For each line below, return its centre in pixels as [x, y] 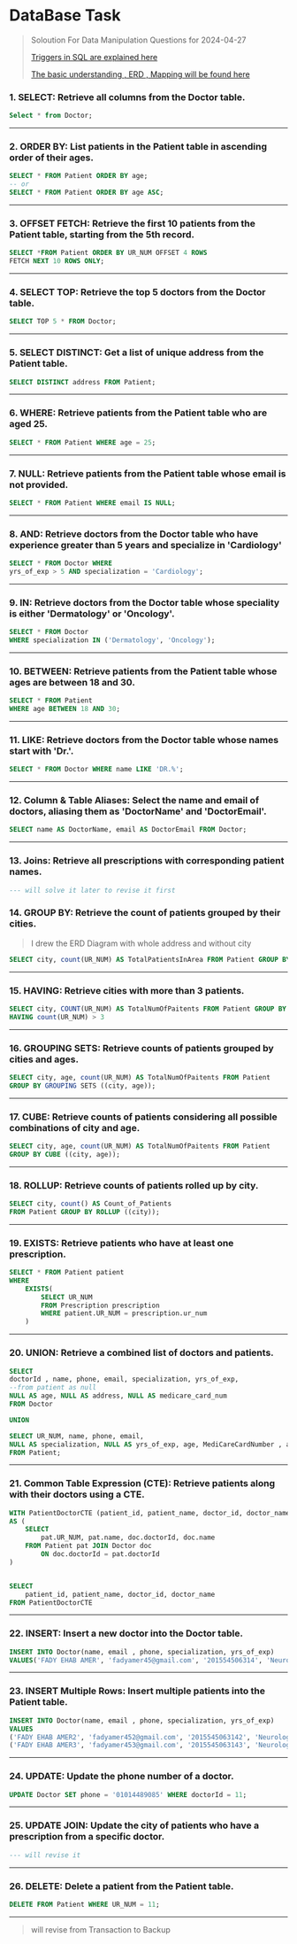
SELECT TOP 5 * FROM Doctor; [63, 321]
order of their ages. [52, 158]
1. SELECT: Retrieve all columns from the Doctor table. [127, 97]
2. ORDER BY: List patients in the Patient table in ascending [138, 147]
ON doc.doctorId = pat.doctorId [101, 1554]
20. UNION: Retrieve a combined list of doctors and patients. [141, 1353]
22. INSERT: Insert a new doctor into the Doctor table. [126, 1633]
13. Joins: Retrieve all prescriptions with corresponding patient [147, 861]
